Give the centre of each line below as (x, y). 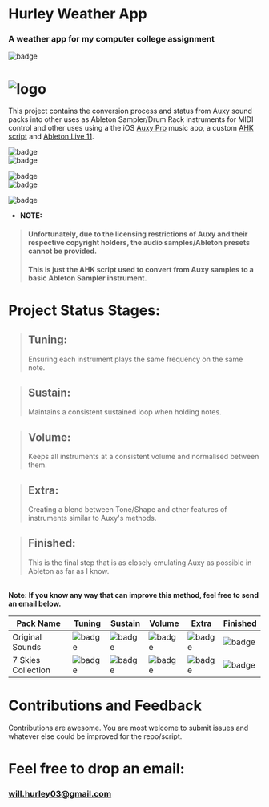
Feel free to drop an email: (96, 768)
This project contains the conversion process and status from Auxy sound (130, 111)
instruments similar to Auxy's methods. (92, 518)
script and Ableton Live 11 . (51, 136)
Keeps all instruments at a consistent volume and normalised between (143, 457)
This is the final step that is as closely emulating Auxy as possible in (140, 563)
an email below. (35, 603)
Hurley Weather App (78, 14)
